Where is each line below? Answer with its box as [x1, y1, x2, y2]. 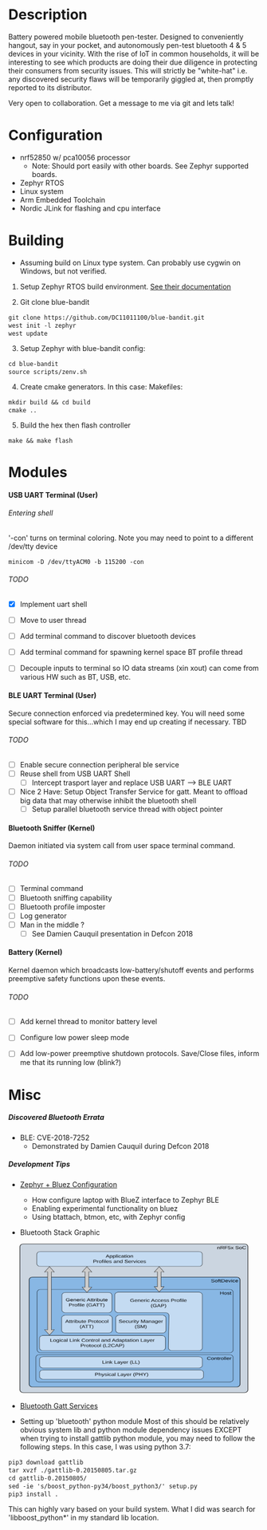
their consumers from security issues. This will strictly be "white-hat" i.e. [8, 65, 248, 75]
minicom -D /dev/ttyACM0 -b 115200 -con [8, 558, 145, 566]
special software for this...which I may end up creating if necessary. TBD [8, 716, 247, 727]
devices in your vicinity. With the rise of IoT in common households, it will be [8, 49, 260, 58]
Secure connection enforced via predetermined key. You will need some [8, 708, 245, 718]
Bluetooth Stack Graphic [19, 1227, 100, 1237]
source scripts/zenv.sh [8, 368, 88, 376]
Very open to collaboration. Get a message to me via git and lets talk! [8, 98, 235, 108]
